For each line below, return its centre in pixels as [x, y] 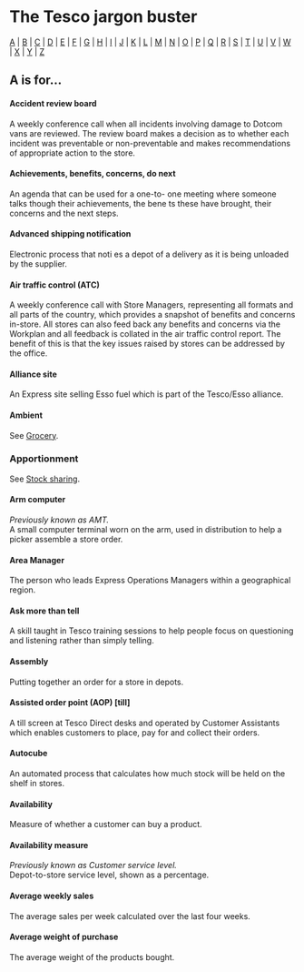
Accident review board [53, 103]
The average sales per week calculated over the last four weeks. [130, 916]
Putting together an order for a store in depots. [97, 682]
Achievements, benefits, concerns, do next [93, 174]
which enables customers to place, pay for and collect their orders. [135, 732]
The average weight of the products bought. [92, 957]
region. [23, 590]
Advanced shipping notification [70, 234]
